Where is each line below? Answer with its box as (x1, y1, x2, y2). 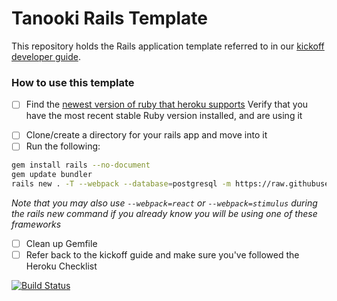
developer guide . (11, 50, 81, 62)
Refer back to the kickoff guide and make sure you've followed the (25, 249, 300, 261)
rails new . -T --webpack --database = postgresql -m (11, 179, 231, 189)
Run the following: (25, 140, 101, 152)
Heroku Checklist (25, 260, 98, 272)
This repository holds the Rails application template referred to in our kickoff (11, 40, 325, 52)
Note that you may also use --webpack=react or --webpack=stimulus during (11, 197, 318, 209)
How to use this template (11, 75, 135, 89)
